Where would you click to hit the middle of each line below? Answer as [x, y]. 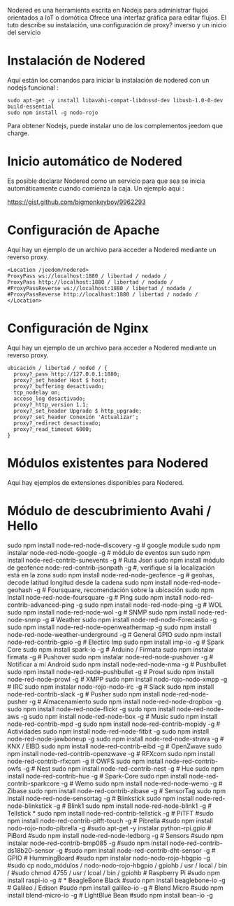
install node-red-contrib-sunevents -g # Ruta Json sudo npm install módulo [116, 560]
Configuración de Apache [83, 230]
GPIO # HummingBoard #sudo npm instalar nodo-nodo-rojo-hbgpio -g [109, 858]
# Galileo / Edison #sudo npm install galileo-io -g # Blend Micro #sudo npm [115, 887]
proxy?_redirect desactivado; [57, 423]
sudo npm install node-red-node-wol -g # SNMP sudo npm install [102, 612]
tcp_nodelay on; [37, 392]
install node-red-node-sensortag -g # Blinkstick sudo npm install [101, 798]
